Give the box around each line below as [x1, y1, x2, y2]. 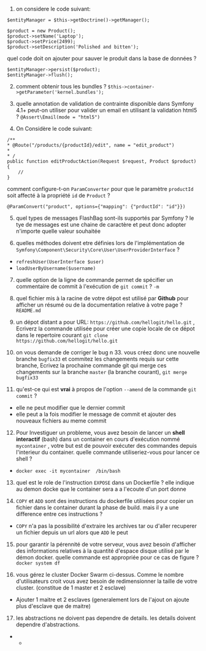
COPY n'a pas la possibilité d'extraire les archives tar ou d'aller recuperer [15, 522, 197, 529]
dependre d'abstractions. [15, 621, 80, 628]
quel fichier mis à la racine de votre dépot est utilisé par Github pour [15, 295, 189, 302]
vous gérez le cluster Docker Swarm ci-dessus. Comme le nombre [15, 571, 184, 578]
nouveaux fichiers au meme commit [15, 417, 107, 424]
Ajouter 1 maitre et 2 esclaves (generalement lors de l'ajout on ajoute [15, 596, 189, 603]
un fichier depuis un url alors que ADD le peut [15, 529, 128, 536]
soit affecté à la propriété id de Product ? [7, 192, 110, 199]
